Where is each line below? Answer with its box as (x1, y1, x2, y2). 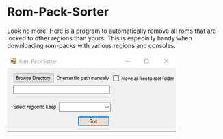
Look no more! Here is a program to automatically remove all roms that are (7, 27, 217, 35)
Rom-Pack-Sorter (7, 4, 109, 20)
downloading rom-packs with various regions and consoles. (7, 41, 176, 49)
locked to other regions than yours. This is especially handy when (7, 34, 193, 42)
